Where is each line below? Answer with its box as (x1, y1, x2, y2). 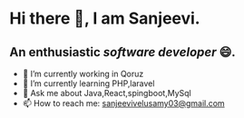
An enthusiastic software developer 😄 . (9, 44, 236, 60)
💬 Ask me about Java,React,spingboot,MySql (22, 88, 192, 98)
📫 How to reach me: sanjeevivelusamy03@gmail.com (22, 98, 225, 108)
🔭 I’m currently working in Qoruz (22, 68, 144, 79)
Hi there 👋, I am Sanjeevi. (9, 8, 201, 29)
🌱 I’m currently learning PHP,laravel (22, 78, 155, 89)
